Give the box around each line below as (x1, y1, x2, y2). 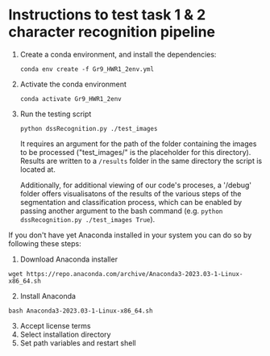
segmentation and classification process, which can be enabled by (19, 197, 243, 207)
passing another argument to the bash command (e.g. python (19, 206, 223, 216)
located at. (19, 164, 56, 174)
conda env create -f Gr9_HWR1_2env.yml (19, 65, 155, 73)
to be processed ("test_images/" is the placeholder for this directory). (19, 147, 251, 157)
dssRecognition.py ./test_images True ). (19, 214, 156, 224)
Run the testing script (19, 109, 92, 119)
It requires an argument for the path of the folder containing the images (19, 139, 257, 149)
